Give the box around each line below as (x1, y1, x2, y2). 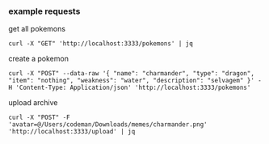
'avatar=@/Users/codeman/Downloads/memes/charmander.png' (8, 121, 208, 129)
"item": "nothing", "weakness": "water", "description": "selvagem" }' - (8, 77, 263, 85)
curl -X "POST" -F (8, 113, 70, 122)
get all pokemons (8, 24, 66, 34)
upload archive (8, 98, 58, 108)
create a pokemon (8, 54, 69, 64)
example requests (8, 6, 81, 17)
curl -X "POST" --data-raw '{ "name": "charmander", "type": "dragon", (8, 70, 254, 78)
